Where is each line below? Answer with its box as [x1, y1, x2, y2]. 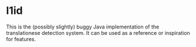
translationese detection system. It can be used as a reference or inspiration [6, 29, 191, 36]
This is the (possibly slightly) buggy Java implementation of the [6, 23, 160, 30]
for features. [6, 35, 36, 42]
